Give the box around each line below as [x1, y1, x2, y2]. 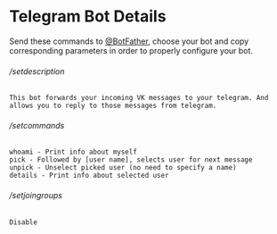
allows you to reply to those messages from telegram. [9, 101, 217, 111]
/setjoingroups [9, 189, 62, 200]
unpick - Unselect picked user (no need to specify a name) [9, 163, 238, 172]
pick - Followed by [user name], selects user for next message [9, 155, 253, 164]
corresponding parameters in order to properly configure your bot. [9, 45, 254, 55]
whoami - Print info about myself [9, 147, 138, 157]
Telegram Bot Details [9, 6, 167, 27]
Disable [9, 217, 38, 227]
